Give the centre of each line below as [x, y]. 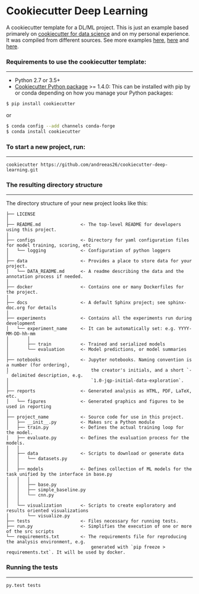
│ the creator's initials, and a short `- [99, 370]
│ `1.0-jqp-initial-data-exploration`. [95, 381]
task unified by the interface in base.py [59, 474]
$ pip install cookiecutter [41, 104]
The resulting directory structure [54, 185]
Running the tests [32, 567]
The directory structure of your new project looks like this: [77, 203]
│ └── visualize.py [38, 516]
